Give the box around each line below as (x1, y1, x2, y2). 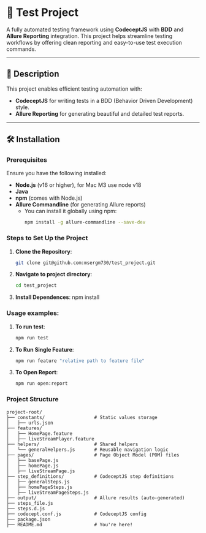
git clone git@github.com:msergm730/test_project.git (15, 260, 156, 266)
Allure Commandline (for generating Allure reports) (15, 201, 146, 208)
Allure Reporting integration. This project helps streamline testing (6, 32, 173, 39)
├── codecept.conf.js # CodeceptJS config (6, 511, 147, 517)
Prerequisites (6, 156, 47, 164)
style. (15, 104, 29, 111)
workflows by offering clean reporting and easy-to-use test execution (6, 39, 182, 46)
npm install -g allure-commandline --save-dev (24, 219, 146, 225)
